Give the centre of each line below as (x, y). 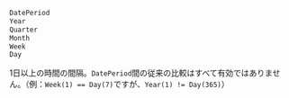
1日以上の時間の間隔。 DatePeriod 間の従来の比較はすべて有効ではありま (141, 73)
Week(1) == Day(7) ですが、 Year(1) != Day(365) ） (137, 85)
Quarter (24, 30)
